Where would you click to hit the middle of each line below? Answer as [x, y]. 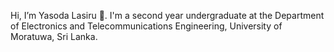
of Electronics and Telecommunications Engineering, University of [146, 26]
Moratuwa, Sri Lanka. [54, 36]
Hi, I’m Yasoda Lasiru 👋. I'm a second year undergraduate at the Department [167, 15]
